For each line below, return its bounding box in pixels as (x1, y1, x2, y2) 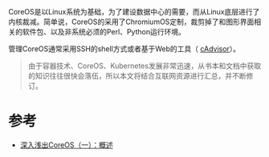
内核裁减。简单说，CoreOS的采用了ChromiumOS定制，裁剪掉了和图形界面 (8, 17, 255, 26)
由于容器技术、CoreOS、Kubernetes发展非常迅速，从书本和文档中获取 (27, 61, 262, 70)
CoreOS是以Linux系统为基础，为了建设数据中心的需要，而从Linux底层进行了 (8, 7, 260, 16)
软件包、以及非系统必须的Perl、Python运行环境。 (22, 27, 186, 36)
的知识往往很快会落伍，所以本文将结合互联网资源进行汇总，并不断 (27, 71, 247, 80)
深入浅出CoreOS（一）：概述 (19, 139, 114, 150)
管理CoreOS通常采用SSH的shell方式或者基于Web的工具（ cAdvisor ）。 (8, 44, 241, 54)
